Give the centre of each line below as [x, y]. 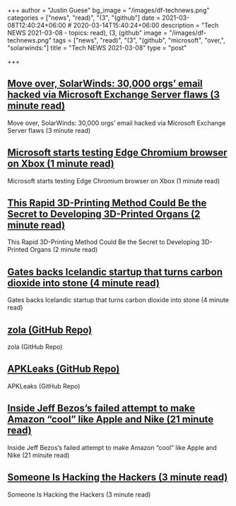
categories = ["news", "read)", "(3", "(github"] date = [84, 18]
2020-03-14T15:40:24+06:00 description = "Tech [146, 25]
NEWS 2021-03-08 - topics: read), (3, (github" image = [88, 33]
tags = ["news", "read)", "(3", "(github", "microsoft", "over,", [139, 40]
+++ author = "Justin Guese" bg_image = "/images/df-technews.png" [108, 10]
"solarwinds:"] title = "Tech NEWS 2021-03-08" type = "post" [97, 48]
